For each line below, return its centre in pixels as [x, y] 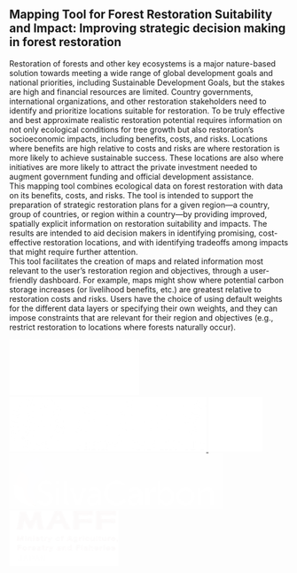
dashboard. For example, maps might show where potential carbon [161, 280]
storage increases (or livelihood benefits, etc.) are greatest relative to [135, 289]
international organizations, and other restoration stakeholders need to [138, 101]
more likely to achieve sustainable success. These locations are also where [146, 158]
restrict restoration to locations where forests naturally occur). [123, 327]
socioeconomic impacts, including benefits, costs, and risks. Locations [138, 139]
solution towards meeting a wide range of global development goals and [141, 73]
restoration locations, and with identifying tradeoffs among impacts [166, 242]
